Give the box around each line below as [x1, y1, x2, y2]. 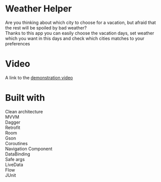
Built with [5, 92, 45, 104]
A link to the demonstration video [5, 74, 73, 80]
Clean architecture [5, 108, 43, 115]
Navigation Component [5, 146, 53, 152]
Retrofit [5, 124, 21, 130]
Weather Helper [5, 3, 72, 14]
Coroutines [5, 140, 28, 146]
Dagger [5, 119, 21, 125]
